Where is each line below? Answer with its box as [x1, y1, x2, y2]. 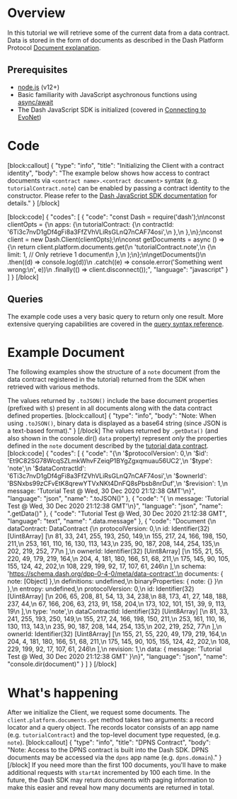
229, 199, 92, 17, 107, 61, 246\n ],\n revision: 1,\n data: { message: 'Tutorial [7, 645, 222, 653]
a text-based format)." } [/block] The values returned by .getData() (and [7, 426, 219, 435]
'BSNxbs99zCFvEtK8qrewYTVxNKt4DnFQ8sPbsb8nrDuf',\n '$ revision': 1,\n [7, 480, 229, 488]
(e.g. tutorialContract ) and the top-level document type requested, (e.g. [7, 731, 221, 739]
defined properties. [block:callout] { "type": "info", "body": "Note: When [7, 412, 216, 420]
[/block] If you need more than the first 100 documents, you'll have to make [7, 761, 227, 769]
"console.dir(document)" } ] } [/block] [7, 660, 117, 669]
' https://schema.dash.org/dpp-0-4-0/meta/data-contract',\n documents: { [7, 569, 224, 578]
